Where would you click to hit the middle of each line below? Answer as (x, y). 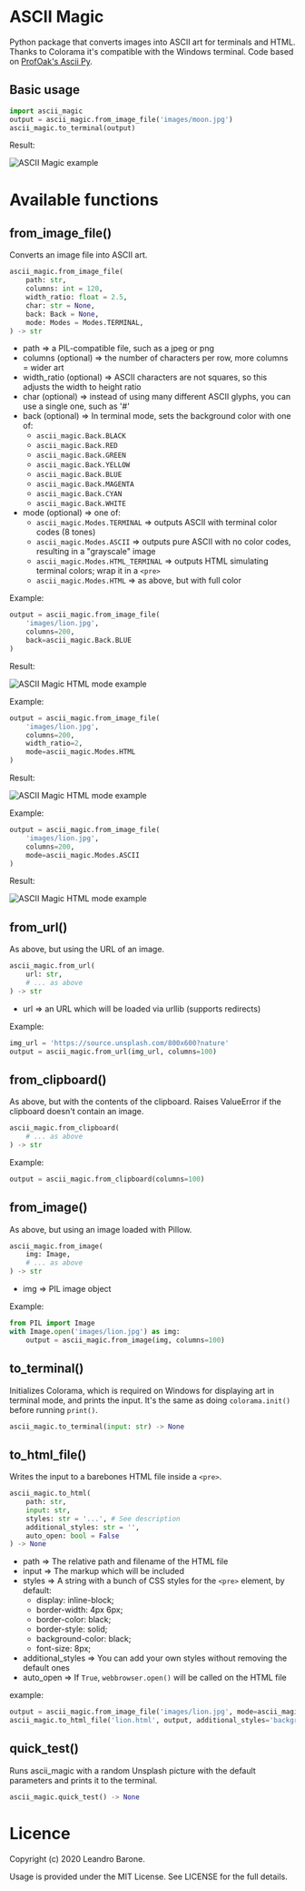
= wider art (43, 368)
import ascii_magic (46, 111)
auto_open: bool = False (73, 1536)
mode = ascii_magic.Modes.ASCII (83, 855)
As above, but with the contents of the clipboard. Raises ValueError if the (145, 1102)
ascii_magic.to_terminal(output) (73, 128)
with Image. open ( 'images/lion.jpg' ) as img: (95, 1331)
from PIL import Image (52, 1323)
